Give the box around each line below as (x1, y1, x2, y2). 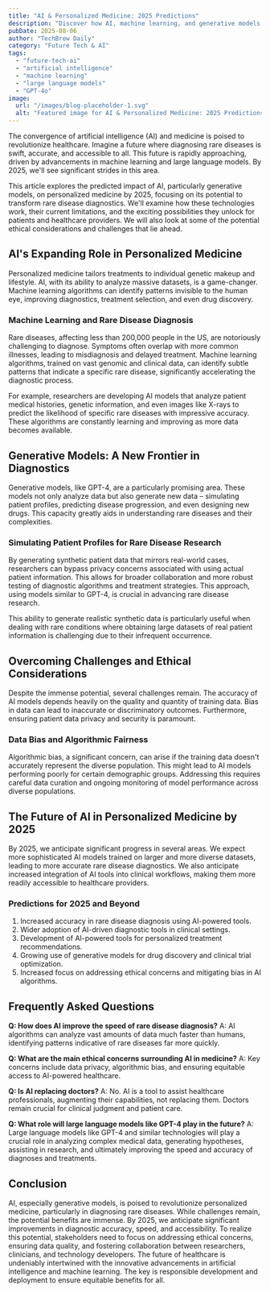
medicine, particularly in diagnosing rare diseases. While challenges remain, (8, 1207, 260, 1216)
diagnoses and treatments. (8, 1154, 97, 1163)
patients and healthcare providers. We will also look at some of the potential (8, 215, 260, 225)
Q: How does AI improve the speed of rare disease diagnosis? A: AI (8, 1021, 235, 1031)
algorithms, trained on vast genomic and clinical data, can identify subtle (8, 358, 249, 368)
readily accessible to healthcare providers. (8, 878, 149, 888)
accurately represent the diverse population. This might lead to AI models (8, 760, 252, 770)
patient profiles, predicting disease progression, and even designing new (8, 499, 250, 509)
